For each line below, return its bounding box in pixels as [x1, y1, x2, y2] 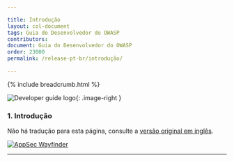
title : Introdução [7, 16, 61, 23]
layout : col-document [7, 22, 70, 30]
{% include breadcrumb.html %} [7, 80, 100, 88]
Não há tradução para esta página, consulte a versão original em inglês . [7, 127, 214, 136]
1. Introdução [7, 111, 52, 120]
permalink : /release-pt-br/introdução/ [7, 55, 123, 63]
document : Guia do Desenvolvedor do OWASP [7, 42, 132, 49]
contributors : [7, 35, 49, 42]
